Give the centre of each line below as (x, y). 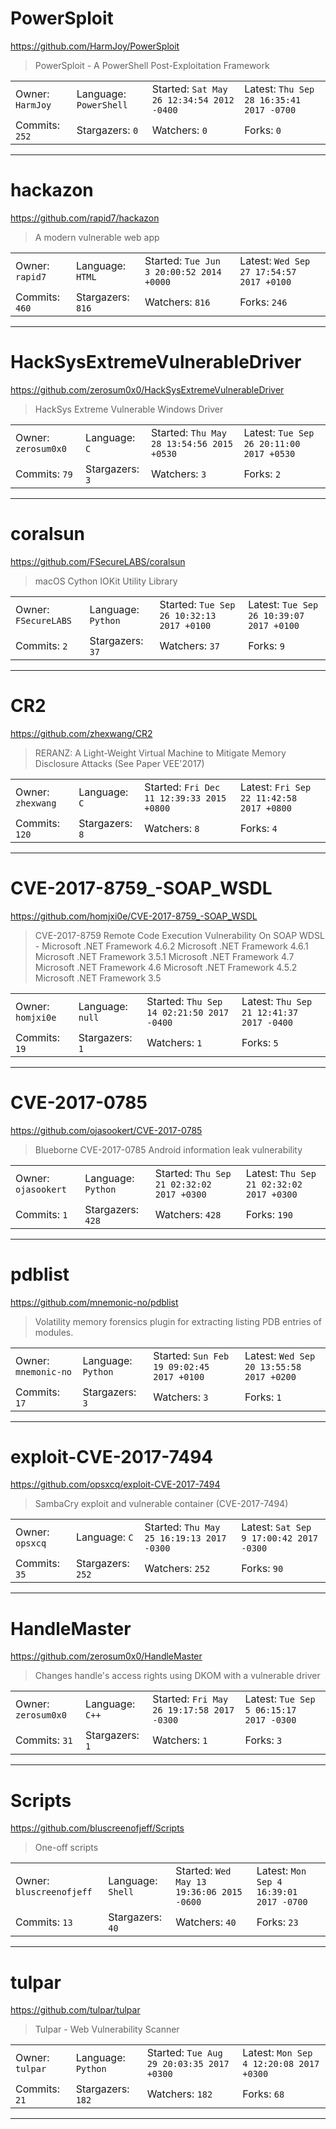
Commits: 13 (44, 1922)
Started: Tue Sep (197, 604)
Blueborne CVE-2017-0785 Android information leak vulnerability (168, 1149)
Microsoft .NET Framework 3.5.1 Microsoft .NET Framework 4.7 (164, 956)
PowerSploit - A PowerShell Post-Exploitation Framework (152, 65)
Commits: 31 (44, 1740)
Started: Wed (203, 1871)
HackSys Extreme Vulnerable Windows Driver (129, 409)
